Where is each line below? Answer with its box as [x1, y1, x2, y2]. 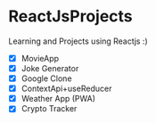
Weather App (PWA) [21, 94, 95, 104]
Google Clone [21, 73, 72, 84]
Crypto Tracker [21, 103, 78, 114]
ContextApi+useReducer [21, 83, 112, 94]
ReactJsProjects [8, 6, 133, 27]
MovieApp [21, 53, 60, 63]
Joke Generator [21, 63, 79, 73]
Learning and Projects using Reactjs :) [8, 36, 148, 46]
